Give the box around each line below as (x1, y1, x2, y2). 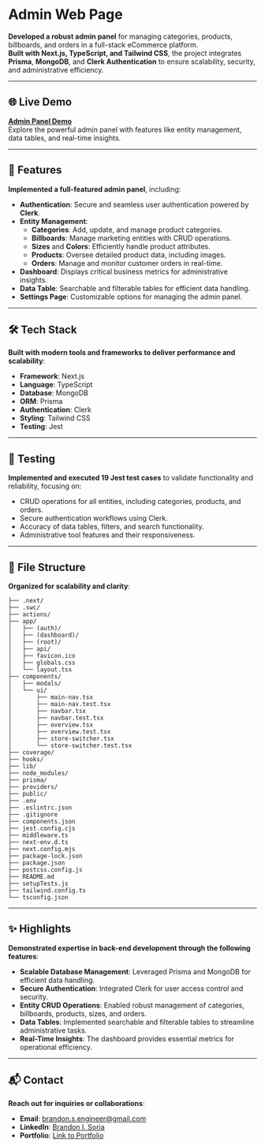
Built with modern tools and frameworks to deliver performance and (8, 348, 236, 357)
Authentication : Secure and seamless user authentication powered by (19, 200, 249, 209)
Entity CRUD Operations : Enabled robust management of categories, (19, 1000, 245, 1010)
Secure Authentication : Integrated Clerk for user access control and (19, 984, 244, 993)
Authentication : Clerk (19, 405, 92, 415)
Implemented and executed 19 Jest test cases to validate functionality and (8, 473, 254, 483)
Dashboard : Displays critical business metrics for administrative (19, 267, 229, 276)
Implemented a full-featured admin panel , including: (8, 184, 181, 194)
